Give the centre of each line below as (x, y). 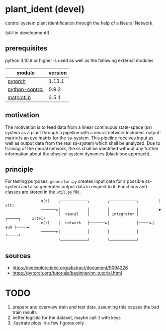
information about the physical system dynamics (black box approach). (78, 154)
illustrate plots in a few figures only (48, 323)
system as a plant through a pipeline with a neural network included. (75, 132)
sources (18, 256)
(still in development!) (27, 32)
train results (25, 313)
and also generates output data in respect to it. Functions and (84, 187)
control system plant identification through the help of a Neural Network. (80, 23)
